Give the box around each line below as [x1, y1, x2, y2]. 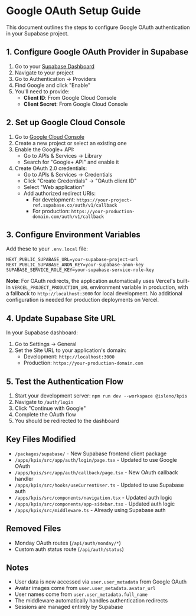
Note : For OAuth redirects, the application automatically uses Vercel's [6, 278, 176, 285]
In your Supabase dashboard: [6, 329, 79, 336]
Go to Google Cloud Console [14, 133, 84, 140]
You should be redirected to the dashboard [14, 418, 119, 424]
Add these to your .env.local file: [6, 245, 89, 252]
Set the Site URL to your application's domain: [14, 347, 127, 354]
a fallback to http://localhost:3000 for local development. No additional [6, 290, 183, 297]
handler [14, 475, 34, 482]
